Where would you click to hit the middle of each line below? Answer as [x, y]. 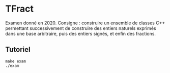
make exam [16, 61]
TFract [20, 9]
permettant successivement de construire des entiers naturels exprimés [81, 28]
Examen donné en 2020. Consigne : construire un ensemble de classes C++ [85, 23]
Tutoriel [18, 49]
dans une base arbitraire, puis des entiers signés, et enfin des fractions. [81, 33]
